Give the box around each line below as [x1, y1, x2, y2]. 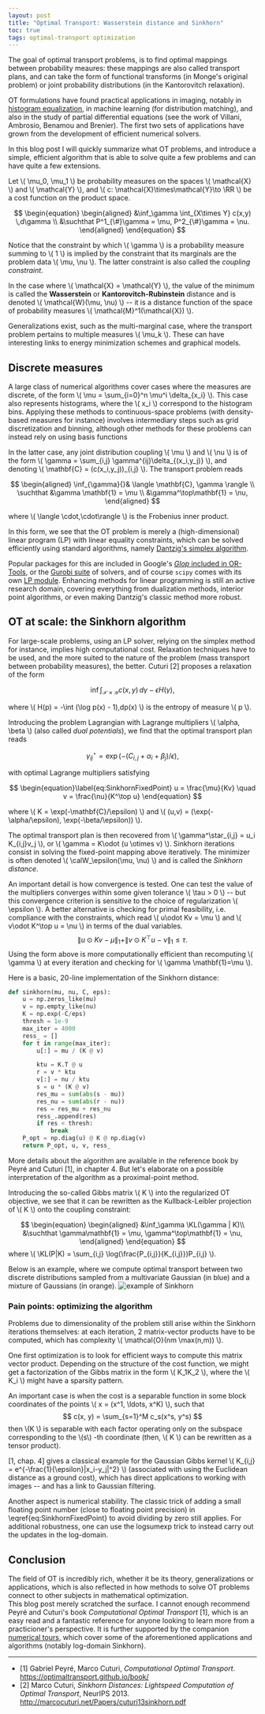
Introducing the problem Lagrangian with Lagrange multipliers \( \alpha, [8, 717, 241, 726]
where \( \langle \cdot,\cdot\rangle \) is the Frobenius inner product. [8, 512, 230, 521]
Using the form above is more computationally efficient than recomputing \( [8, 949, 254, 958]
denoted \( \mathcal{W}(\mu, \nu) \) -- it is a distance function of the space [8, 297, 253, 308]
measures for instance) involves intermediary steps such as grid [30, 416, 239, 425]
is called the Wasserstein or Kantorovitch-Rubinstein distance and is [8, 289, 237, 299]
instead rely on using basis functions [8, 432, 128, 442]
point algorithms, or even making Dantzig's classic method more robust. [8, 592, 242, 602]
